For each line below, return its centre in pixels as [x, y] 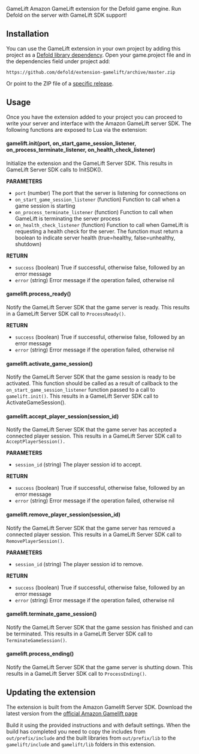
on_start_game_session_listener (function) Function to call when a [97, 199]
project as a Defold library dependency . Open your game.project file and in [99, 55]
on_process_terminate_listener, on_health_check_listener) [81, 150]
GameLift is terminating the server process [68, 218]
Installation [28, 34]
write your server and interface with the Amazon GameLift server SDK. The [99, 123]
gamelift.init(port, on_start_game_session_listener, [71, 143]
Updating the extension [51, 692]
